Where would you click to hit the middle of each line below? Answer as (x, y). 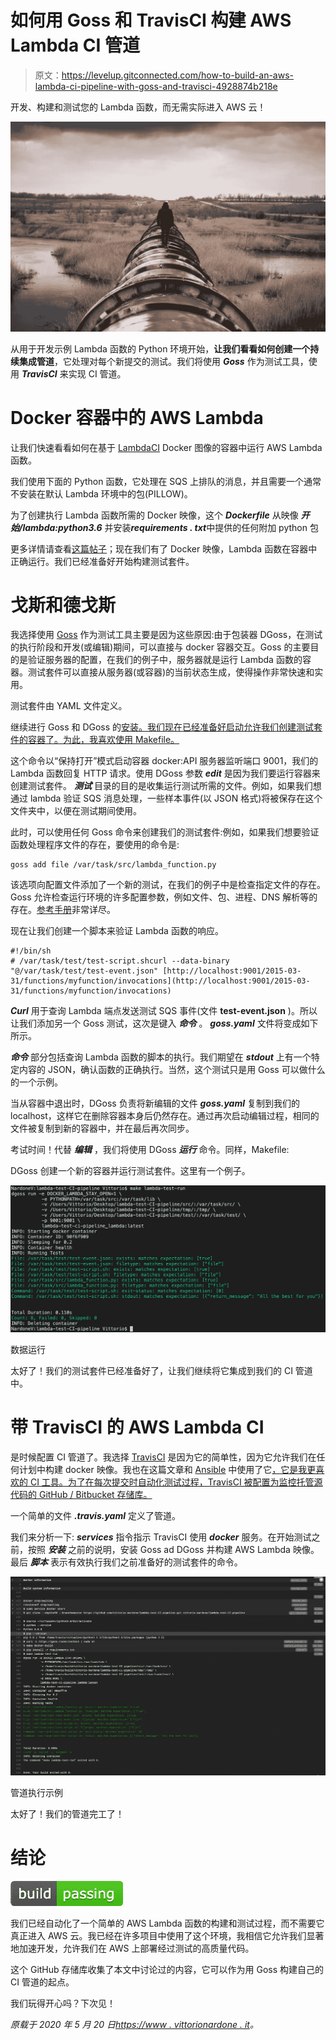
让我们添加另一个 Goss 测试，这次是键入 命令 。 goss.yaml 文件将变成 (156, 1023)
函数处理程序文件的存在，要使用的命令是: (95, 845)
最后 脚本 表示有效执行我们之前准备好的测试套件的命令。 (126, 1562)
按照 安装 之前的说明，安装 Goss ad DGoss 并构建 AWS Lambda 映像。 (173, 1550)
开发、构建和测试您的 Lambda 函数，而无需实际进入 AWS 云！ (138, 107)
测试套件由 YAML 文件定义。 (69, 706)
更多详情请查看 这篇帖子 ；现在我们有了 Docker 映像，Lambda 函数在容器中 (164, 548)
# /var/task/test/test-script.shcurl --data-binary (120, 961)
